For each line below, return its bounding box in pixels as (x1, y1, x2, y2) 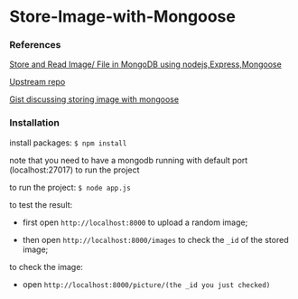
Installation (9, 117, 61, 129)
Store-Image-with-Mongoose (9, 6, 237, 27)
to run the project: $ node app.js (9, 182, 131, 192)
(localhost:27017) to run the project (9, 164, 140, 175)
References (9, 39, 61, 51)
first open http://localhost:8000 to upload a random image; (22, 217, 248, 228)
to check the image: (9, 261, 84, 272)
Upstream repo (9, 77, 66, 88)
